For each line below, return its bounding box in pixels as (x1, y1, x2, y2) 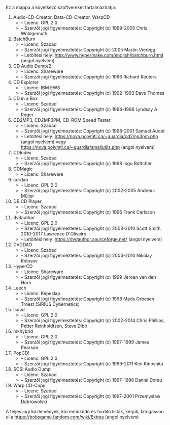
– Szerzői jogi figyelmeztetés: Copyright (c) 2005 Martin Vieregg (20, 47, 156, 52)
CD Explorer (13, 79, 39, 85)
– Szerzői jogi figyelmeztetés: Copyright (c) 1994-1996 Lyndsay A (20, 107, 158, 112)
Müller (20, 193, 35, 199)
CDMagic (13, 166, 33, 172)
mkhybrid (13, 328, 33, 334)
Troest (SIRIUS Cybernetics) (20, 301, 80, 307)
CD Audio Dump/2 (13, 63, 52, 69)
